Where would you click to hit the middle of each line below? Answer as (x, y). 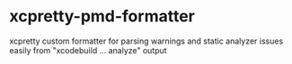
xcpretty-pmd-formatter (102, 16)
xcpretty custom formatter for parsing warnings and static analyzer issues (146, 41)
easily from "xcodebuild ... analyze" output (88, 50)
